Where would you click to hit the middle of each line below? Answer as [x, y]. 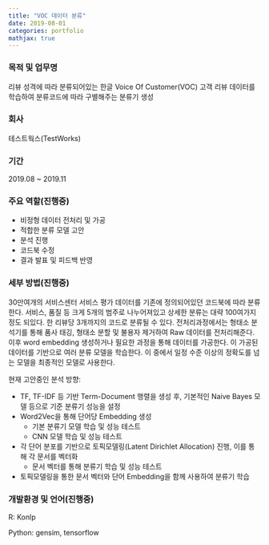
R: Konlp [22, 517]
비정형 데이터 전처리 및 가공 [63, 220]
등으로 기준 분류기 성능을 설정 [74, 406]
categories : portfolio [46, 30]
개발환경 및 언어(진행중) [51, 499]
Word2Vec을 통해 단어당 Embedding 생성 [86, 416]
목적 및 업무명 [33, 67]
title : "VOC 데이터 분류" [47, 16]
